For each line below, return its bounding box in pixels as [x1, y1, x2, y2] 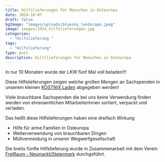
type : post [5, 50, 29, 55]
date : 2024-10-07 [5, 12, 42, 17]
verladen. [5, 105, 26, 111]
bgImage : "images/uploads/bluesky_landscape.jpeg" [5, 21, 115, 27]
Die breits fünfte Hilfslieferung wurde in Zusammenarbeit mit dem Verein [5, 146, 158, 152]
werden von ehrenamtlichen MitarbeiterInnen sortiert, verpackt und [5, 100, 147, 106]
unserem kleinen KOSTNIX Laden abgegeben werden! [5, 84, 119, 90]
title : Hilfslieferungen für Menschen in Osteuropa [5, 7, 117, 13]
